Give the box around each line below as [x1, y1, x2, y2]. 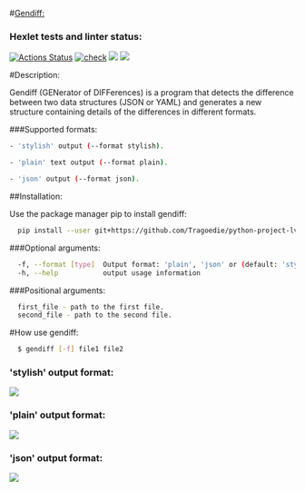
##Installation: [9, 191, 63, 201]
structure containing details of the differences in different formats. [9, 106, 257, 117]
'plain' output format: [9, 408, 106, 421]
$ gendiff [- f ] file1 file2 [17, 345, 124, 354]
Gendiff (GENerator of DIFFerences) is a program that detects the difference [9, 87, 294, 98]
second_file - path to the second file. [17, 310, 172, 320]
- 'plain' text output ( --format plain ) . [9, 158, 169, 167]
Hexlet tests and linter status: [9, 30, 143, 43]
